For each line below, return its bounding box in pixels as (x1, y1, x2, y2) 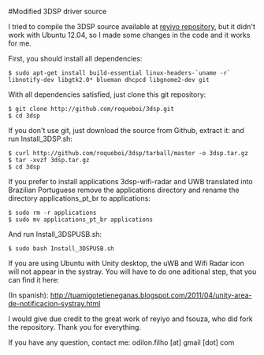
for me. (8, 39, 32, 48)
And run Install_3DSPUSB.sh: (8, 230, 102, 239)
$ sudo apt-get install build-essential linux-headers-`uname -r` (8, 69, 231, 77)
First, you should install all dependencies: (8, 54, 143, 63)
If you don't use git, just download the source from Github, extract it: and (8, 126, 244, 135)
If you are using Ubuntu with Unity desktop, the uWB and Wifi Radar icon (8, 259, 244, 268)
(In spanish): (8, 290, 49, 300)
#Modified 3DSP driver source (8, 7, 107, 16)
